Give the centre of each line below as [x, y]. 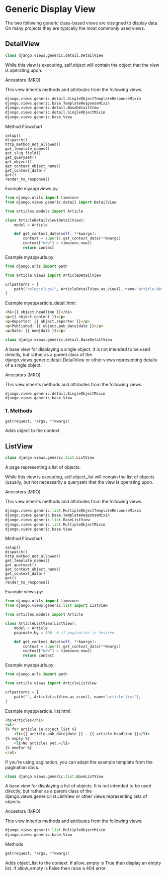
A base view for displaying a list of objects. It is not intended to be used [78, 786]
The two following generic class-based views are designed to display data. [82, 23]
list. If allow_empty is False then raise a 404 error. [56, 868]
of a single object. [24, 365]
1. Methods [19, 411]
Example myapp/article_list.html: [39, 711]
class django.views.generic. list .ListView [50, 458]
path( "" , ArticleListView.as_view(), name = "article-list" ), [78, 697]
